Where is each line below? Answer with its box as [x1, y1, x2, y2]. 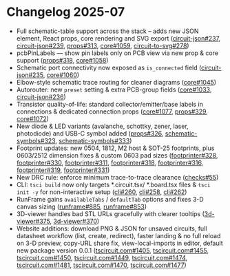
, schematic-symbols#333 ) [55, 136, 132, 145]
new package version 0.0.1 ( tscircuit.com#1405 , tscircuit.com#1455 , [16, 246, 209, 255]
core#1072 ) [16, 114, 50, 123]
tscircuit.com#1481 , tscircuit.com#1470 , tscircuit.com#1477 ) [16, 261, 187, 269]
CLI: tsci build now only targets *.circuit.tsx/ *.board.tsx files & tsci [16, 180, 211, 189]
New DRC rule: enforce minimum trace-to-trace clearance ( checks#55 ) [16, 173, 219, 181]
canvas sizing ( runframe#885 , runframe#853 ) [16, 202, 147, 211]
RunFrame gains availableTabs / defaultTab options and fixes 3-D [16, 195, 204, 203]
